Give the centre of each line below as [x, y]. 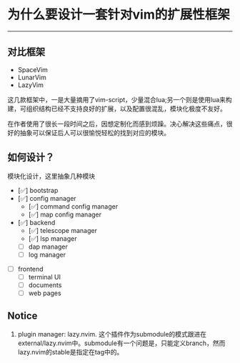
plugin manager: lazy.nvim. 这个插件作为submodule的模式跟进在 [112, 334]
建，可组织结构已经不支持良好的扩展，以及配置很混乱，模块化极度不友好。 [117, 109]
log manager [47, 254]
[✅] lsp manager [52, 238]
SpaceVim [33, 69]
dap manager [48, 247]
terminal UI [44, 277]
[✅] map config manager [65, 214]
